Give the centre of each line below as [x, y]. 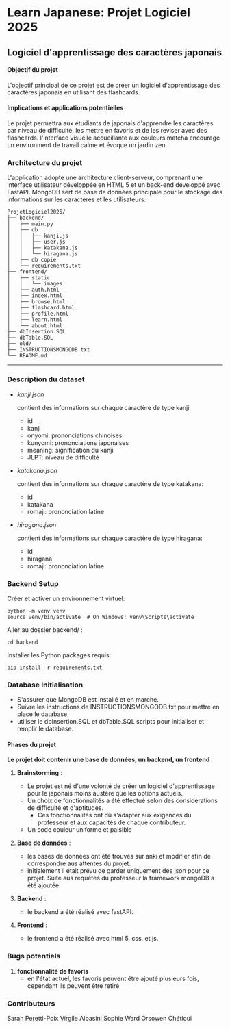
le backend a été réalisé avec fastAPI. [80, 912]
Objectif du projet [33, 70]
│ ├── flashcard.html [41, 308]
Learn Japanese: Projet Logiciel [99, 13]
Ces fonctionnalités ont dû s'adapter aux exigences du [114, 815]
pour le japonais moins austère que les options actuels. [105, 793]
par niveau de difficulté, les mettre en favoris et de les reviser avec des [107, 130]
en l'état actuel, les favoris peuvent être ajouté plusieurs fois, [113, 978]
